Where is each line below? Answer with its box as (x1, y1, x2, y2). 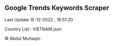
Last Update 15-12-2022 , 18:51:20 (4, 16, 74, 22)
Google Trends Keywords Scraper (4, 4, 109, 12)
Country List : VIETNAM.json (4, 26, 62, 32)
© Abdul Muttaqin (4, 35, 41, 41)
